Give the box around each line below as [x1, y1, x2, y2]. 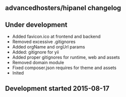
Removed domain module [12, 60, 64, 66]
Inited [12, 70, 24, 76]
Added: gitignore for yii [12, 49, 59, 55]
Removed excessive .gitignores [12, 39, 76, 45]
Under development [5, 21, 68, 29]
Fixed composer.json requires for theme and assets [12, 65, 117, 71]
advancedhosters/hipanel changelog [5, 4, 122, 12]
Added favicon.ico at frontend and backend [12, 34, 101, 40]
